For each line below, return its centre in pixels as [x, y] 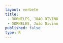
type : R [13, 33]
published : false [23, 28]
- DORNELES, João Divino [32, 23]
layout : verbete [22, 10]
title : [12, 14]
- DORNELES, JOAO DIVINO [32, 19]
